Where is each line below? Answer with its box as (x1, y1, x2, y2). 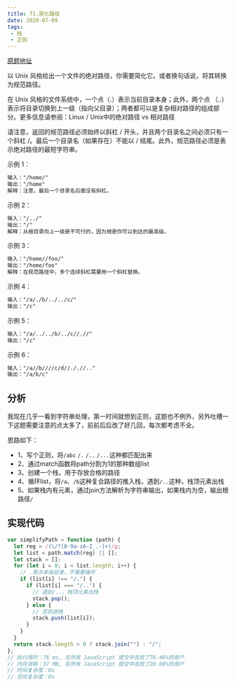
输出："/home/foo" (7, 262, 58, 269)
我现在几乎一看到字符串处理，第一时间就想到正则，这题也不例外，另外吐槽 (7, 412, 223, 421)
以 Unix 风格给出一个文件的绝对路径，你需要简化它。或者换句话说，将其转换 (7, 72, 227, 80)
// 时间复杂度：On (7, 667, 55, 674)
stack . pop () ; (32, 595, 71, 602)
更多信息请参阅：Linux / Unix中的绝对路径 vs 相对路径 (19, 113, 176, 122)
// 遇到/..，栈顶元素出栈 (32, 588, 99, 596)
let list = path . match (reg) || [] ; (13, 549, 118, 556)
